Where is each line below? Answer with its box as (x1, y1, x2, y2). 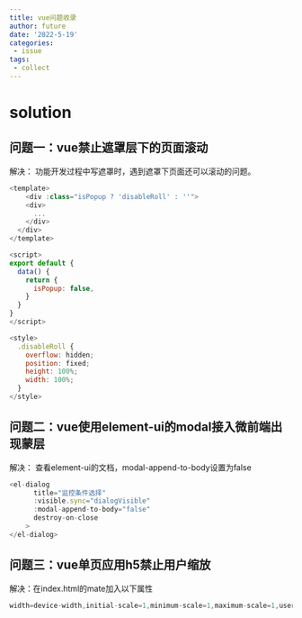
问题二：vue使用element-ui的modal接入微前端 (9, 420, 271, 435)
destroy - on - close (32, 513, 99, 523)
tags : (9, 55, 30, 64)
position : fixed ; (25, 359, 91, 368)
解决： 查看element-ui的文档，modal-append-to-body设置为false (9, 461, 252, 473)
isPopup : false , (32, 284, 94, 293)
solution (9, 103, 72, 123)
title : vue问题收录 (9, 13, 77, 23)
